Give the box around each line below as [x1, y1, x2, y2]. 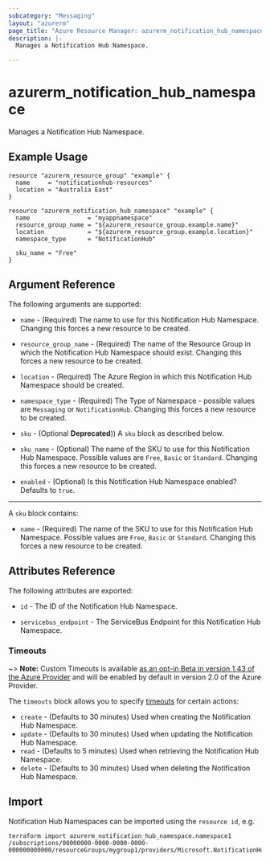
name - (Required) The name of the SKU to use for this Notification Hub [19, 523, 253, 533]
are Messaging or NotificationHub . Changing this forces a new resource [19, 404, 256, 414]
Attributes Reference [8, 564, 116, 578]
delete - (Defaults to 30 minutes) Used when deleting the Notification [19, 763, 251, 773]
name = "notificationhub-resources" [15, 179, 153, 187]
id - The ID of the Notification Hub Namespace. [19, 601, 178, 611]
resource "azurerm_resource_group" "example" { [8, 171, 171, 179]
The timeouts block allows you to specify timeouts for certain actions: [8, 696, 239, 706]
